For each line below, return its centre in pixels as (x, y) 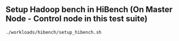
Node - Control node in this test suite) (77, 19)
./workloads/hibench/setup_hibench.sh (54, 32)
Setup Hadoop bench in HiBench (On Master (89, 10)
